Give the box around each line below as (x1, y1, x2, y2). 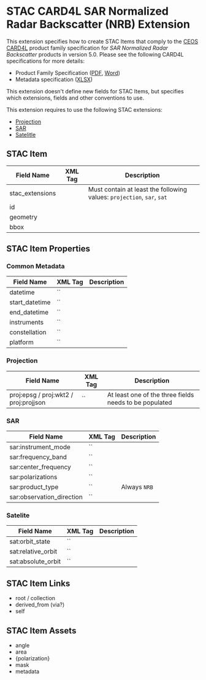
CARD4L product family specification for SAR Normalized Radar (6, 44, 169, 52)
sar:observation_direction (9, 493, 83, 501)
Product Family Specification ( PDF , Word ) (15, 69, 121, 76)
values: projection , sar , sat (88, 192, 167, 201)
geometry (9, 213, 38, 221)
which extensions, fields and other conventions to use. (6, 94, 145, 101)
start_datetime (9, 298, 51, 307)
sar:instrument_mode (9, 443, 71, 451)
